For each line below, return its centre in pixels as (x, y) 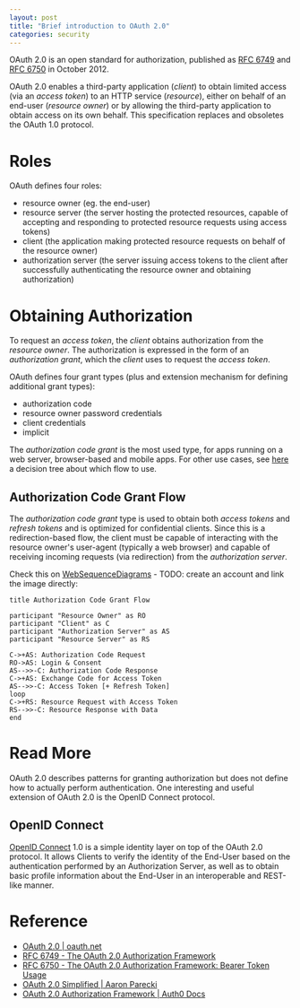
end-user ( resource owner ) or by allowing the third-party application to (140, 106)
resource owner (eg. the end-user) (86, 204)
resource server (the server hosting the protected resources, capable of (155, 213)
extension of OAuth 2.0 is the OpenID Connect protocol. (112, 797)
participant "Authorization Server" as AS (90, 632)
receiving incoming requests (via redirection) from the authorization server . (149, 557)
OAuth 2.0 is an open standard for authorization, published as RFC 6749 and (150, 60)
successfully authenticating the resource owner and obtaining (137, 270)
